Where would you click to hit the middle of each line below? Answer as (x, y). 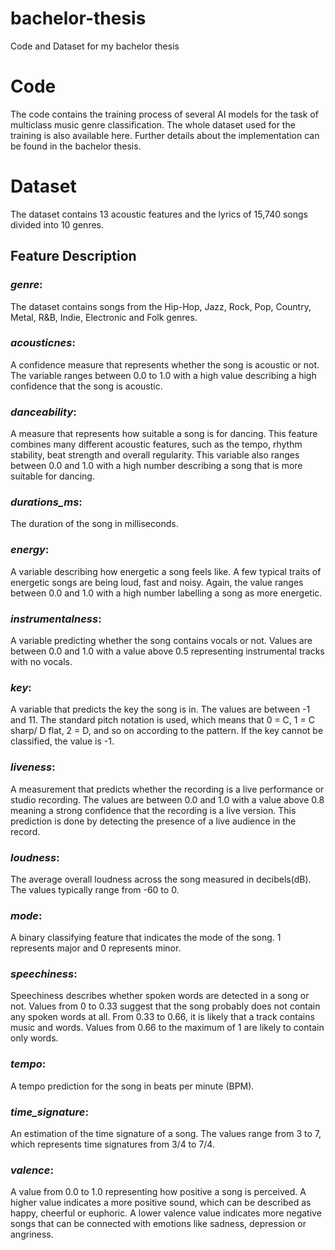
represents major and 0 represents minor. (96, 948)
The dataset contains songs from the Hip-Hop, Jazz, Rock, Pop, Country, (161, 306)
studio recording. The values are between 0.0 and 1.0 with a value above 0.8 (167, 799)
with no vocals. (41, 661)
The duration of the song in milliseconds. (94, 524)
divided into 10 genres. (57, 224)
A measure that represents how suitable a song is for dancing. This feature (164, 434)
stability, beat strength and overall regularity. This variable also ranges (155, 455)
